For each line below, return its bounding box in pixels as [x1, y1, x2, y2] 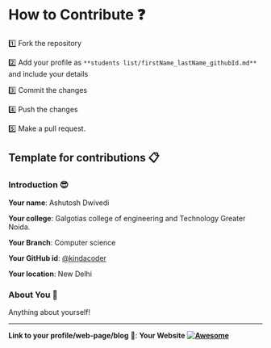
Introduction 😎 [8, 179, 69, 191]
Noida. [8, 222, 31, 232]
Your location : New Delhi [8, 269, 93, 279]
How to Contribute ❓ [8, 6, 146, 24]
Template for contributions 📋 [8, 151, 160, 165]
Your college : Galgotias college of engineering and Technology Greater [8, 213, 246, 223]
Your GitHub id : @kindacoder [8, 253, 107, 262]
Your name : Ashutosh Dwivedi [8, 198, 110, 208]
